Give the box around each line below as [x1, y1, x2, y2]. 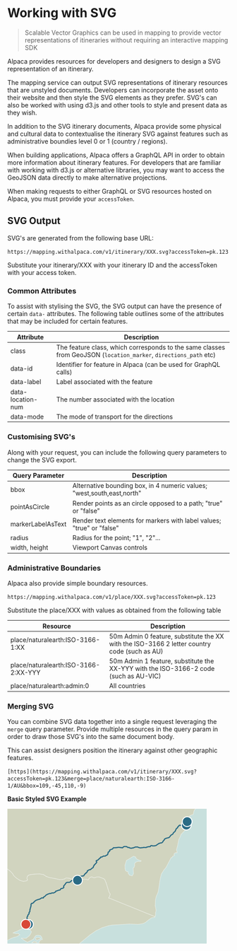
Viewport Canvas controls [72, 543, 148, 552]
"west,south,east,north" [72, 489, 142, 498]
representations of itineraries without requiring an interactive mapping [24, 35, 229, 44]
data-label [10, 378, 42, 386]
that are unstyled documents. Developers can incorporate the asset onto [7, 86, 219, 94]
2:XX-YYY [10, 668, 41, 677]
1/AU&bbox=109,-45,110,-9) [7, 783, 87, 790]
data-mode [10, 412, 44, 421]
